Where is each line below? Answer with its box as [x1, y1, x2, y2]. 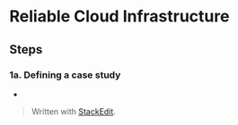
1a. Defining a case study [9, 69, 121, 81]
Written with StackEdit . [31, 105, 117, 117]
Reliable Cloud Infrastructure [9, 6, 230, 27]
